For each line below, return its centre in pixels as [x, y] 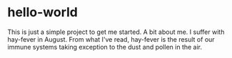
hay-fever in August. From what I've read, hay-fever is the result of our [111, 39]
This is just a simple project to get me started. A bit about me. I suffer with [116, 32]
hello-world [43, 12]
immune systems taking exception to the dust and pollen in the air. [105, 47]
